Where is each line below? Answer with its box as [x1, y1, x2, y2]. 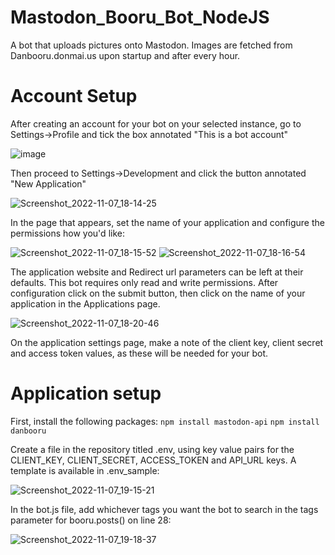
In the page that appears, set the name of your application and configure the [10, 216, 325, 228]
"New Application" [10, 177, 87, 190]
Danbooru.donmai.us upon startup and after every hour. [10, 49, 241, 61]
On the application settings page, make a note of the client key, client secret [10, 336, 324, 348]
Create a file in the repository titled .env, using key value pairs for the [10, 443, 295, 455]
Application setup [10, 382, 162, 405]
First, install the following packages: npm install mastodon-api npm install [10, 415, 320, 427]
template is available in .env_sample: [10, 464, 160, 476]
